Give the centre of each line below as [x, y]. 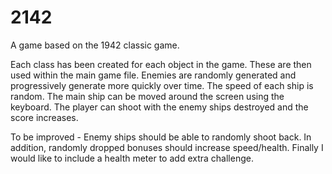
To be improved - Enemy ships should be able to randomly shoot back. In [161, 137]
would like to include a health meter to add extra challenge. [132, 158]
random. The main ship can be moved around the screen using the [147, 96]
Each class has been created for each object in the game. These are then [161, 64]
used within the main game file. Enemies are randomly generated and [153, 75]
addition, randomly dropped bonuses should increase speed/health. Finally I [167, 147]
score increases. [44, 117]
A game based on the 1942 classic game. [95, 45]
